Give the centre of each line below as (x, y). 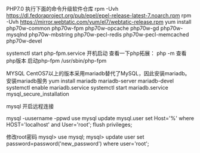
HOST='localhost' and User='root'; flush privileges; (69, 125)
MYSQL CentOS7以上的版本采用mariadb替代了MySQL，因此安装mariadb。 (98, 73)
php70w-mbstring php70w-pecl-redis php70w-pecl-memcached (109, 34)
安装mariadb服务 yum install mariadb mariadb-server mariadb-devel (90, 81)
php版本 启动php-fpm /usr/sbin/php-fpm (56, 61)
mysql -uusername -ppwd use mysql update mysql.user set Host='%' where (100, 118)
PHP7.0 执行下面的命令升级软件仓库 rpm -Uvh (62, 9)
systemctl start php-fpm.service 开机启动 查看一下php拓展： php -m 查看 (96, 53)
